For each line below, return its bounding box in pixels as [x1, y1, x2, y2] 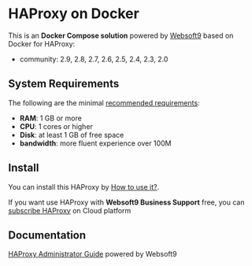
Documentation [8, 228, 87, 242]
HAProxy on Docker [8, 5, 139, 23]
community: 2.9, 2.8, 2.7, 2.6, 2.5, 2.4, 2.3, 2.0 [19, 54, 169, 64]
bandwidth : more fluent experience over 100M [19, 139, 172, 148]
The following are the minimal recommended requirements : [8, 98, 200, 107]
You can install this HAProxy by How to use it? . [8, 182, 160, 191]
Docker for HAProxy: [8, 39, 76, 48]
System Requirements [8, 77, 120, 91]
